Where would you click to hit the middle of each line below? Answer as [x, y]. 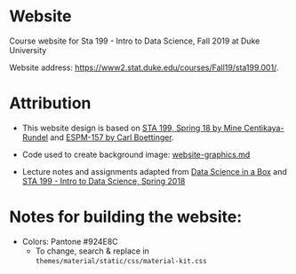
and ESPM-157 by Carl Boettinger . [112, 137]
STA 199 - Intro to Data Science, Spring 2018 [104, 181]
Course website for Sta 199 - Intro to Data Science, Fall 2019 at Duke [135, 41]
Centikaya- [264, 128]
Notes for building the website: [126, 217]
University [28, 50]
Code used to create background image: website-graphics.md [136, 154]
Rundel [35, 137]
